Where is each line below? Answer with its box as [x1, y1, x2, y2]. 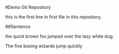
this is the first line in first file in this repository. [5, 14, 102, 19]
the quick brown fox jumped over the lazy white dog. [5, 33, 114, 39]
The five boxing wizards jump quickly [5, 43, 83, 49]
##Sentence [5, 23, 31, 29]
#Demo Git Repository [5, 4, 51, 10]
